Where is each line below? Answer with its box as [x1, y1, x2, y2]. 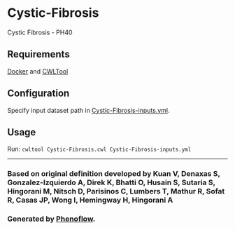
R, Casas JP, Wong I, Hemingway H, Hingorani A [7, 195, 173, 205]
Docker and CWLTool [7, 67, 69, 75]
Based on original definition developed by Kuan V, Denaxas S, [7, 169, 220, 179]
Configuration [7, 88, 70, 100]
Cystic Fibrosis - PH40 [7, 28, 73, 36]
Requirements [7, 48, 70, 60]
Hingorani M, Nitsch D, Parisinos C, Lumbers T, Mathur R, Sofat [7, 187, 225, 196]
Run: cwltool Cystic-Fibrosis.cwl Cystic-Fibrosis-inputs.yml [7, 145, 192, 154]
